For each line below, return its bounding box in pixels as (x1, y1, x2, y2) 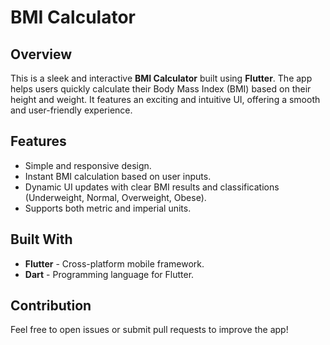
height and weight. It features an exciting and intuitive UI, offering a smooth (10, 94, 321, 105)
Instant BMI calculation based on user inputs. (24, 170, 212, 182)
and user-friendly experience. (10, 104, 133, 116)
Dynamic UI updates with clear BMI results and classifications (24, 181, 280, 193)
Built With (10, 231, 73, 248)
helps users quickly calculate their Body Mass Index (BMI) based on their (10, 83, 312, 95)
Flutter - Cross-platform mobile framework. (24, 257, 205, 270)
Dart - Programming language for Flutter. (24, 268, 195, 280)
